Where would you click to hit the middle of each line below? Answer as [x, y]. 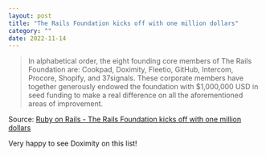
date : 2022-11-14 [37, 38]
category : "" [30, 31]
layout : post [30, 16]
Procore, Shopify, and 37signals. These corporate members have [135, 78]
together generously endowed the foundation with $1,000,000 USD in [143, 87]
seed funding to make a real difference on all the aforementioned [135, 95]
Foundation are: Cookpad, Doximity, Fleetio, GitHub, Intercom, [131, 70]
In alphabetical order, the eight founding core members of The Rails [140, 61]
